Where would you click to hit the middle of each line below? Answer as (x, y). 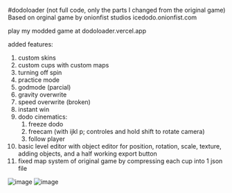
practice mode (38, 80)
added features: (31, 44)
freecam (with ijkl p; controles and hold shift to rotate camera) (116, 132)
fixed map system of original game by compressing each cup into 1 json (120, 161)
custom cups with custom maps (63, 65)
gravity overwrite (42, 94)
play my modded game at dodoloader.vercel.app (77, 31)
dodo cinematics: (43, 117)
